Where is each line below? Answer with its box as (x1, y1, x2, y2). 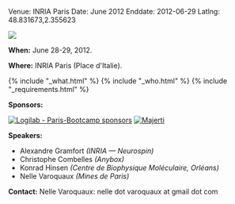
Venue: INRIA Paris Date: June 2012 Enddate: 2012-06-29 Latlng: (8, 7, 220, 16)
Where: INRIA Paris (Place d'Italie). (8, 61, 123, 70)
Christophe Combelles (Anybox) (19, 155, 125, 164)
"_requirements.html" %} (8, 85, 89, 94)
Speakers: (8, 131, 43, 140)
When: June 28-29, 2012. (8, 45, 93, 55)
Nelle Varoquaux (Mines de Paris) (19, 171, 130, 181)
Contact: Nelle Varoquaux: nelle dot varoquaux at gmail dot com (8, 187, 218, 196)
